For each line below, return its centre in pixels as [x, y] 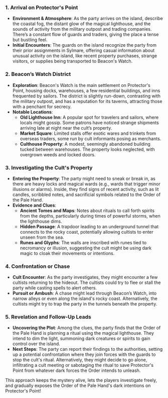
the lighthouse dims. [41, 221]
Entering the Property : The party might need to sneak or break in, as [84, 178]
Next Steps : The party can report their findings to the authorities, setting [88, 349]
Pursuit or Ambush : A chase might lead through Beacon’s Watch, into [85, 293]
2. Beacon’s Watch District [38, 74]
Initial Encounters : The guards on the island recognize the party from [85, 45]
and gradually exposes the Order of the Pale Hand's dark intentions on [78, 385]
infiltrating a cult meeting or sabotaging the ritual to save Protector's [83, 365]
